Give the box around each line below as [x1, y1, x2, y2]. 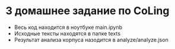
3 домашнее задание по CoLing [5, 4, 170, 18]
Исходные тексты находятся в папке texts [14, 30, 121, 37]
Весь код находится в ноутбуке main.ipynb [14, 24, 123, 31]
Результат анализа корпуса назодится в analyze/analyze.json [14, 36, 168, 43]
